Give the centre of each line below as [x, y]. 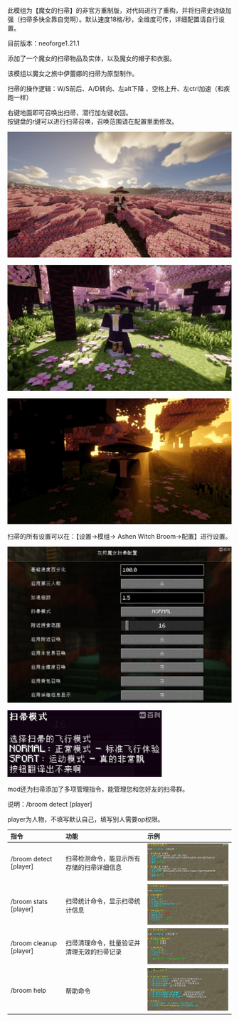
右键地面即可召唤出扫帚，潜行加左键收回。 [70, 113]
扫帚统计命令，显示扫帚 [100, 901]
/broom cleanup [34, 943]
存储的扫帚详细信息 [94, 867]
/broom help [28, 991]
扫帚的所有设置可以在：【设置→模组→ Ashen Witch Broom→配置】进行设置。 [119, 536]
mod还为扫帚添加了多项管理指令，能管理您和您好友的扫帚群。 [98, 789]
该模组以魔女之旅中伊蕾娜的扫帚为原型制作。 [73, 74]
